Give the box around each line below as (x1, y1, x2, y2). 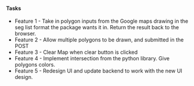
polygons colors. (14, 61, 56, 68)
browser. (14, 30, 36, 37)
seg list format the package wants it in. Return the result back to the (14, 24, 179, 31)
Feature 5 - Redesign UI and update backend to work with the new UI (14, 67, 182, 74)
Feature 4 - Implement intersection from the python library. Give (14, 55, 170, 62)
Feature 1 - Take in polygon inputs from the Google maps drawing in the (14, 18, 189, 25)
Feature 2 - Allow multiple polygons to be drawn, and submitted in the (14, 36, 184, 43)
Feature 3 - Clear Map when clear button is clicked (14, 49, 138, 56)
